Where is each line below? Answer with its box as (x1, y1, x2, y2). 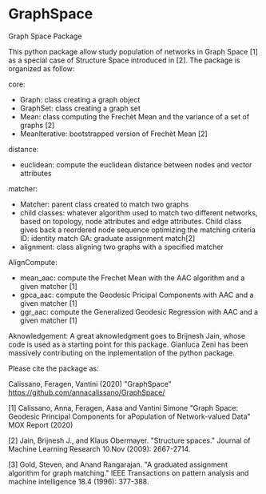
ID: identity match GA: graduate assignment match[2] (19, 233, 196, 243)
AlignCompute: (8, 257, 58, 267)
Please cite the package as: (8, 363, 99, 373)
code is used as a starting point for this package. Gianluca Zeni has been (8, 339, 248, 349)
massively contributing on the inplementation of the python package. (8, 347, 236, 357)
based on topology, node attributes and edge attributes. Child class (19, 216, 242, 226)
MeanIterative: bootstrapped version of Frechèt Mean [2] (19, 129, 208, 139)
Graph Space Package (8, 31, 82, 41)
